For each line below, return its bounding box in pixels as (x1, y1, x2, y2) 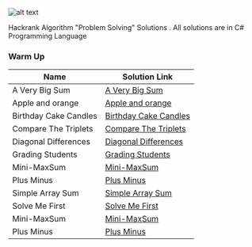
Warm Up (8, 51, 45, 62)
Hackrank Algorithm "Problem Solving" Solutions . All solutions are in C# (8, 23, 244, 32)
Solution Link (122, 71, 173, 82)
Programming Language (8, 32, 87, 40)
